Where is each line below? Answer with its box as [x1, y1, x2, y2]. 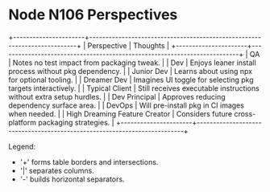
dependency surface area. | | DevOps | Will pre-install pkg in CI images [8, 100, 244, 110]
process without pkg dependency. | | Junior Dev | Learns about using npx [8, 66, 252, 76]
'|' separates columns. [19, 165, 94, 175]
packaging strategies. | [37, 117, 114, 127]
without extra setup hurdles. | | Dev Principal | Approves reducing [8, 92, 226, 101]
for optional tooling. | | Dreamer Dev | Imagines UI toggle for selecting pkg [8, 75, 254, 84]
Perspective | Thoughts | [87, 40, 169, 50]
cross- [233, 108, 256, 118]
